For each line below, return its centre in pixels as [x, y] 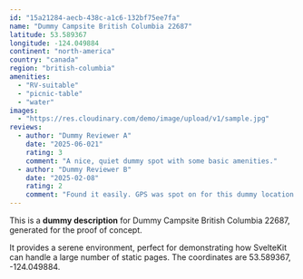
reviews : [26, 128]
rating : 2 [44, 187]
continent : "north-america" [63, 52]
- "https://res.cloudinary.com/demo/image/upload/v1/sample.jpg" [144, 119]
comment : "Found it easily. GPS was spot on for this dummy [142, 195]
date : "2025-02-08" [63, 178]
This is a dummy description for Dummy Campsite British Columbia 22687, [150, 220]
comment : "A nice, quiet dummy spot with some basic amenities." [152, 161]
